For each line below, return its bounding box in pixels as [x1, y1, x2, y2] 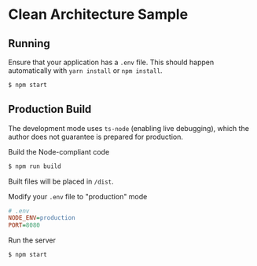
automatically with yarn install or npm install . [8, 66, 163, 75]
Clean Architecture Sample [8, 5, 189, 24]
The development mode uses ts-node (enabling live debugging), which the [8, 123, 250, 133]
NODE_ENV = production [8, 214, 76, 222]
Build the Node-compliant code [8, 147, 110, 156]
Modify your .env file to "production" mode [8, 191, 148, 201]
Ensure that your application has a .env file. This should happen [8, 57, 215, 67]
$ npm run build [8, 162, 61, 170]
